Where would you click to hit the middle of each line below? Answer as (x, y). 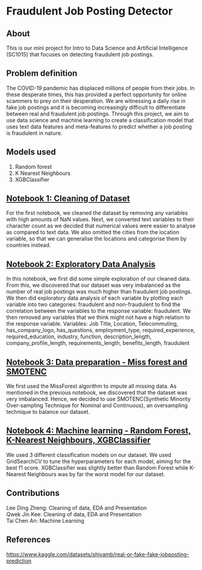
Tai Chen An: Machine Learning (45, 520)
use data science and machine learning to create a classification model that (100, 120)
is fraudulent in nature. (34, 133)
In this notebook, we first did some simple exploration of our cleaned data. (99, 279)
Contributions (33, 493)
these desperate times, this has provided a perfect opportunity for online (96, 94)
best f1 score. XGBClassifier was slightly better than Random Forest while (97, 468)
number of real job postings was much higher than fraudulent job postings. (99, 292)
